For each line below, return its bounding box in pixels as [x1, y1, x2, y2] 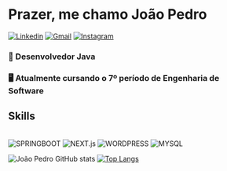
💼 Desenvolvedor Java [8, 51, 96, 62]
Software [8, 85, 45, 96]
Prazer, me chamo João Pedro [8, 5, 207, 24]
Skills [8, 110, 35, 123]
